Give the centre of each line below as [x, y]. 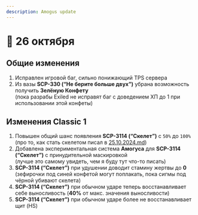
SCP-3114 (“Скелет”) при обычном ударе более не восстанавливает [103, 199]
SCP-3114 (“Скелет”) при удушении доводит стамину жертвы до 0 [101, 168]
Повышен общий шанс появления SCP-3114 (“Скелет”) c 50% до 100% [103, 136]
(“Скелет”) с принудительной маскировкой [71, 155]
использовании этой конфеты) [54, 103]
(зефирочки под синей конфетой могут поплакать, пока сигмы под [100, 174]
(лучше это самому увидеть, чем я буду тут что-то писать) [90, 161]
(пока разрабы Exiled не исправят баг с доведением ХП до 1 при [98, 97]
